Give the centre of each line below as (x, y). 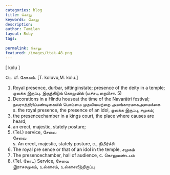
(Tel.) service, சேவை (35, 132)
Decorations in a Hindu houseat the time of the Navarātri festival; (81, 99)
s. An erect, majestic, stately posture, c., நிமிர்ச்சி (63, 143)
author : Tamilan (23, 29)
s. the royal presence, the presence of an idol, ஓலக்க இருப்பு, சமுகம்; (83, 110)
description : (19, 24)
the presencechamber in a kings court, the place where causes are (83, 116)
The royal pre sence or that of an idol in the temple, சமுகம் (74, 149)
